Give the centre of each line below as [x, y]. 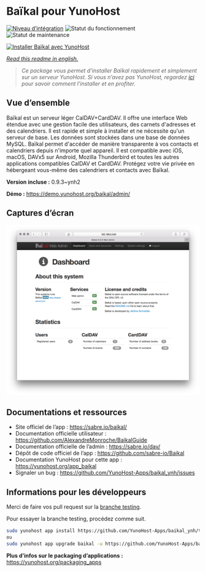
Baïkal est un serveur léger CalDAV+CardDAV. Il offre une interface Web [97, 117]
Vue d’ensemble [38, 103]
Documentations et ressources [67, 412]
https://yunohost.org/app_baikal [56, 466]
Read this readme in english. [42, 58]
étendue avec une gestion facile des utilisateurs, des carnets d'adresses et [101, 124]
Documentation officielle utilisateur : [61, 434]
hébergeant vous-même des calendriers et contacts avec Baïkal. [88, 170]
